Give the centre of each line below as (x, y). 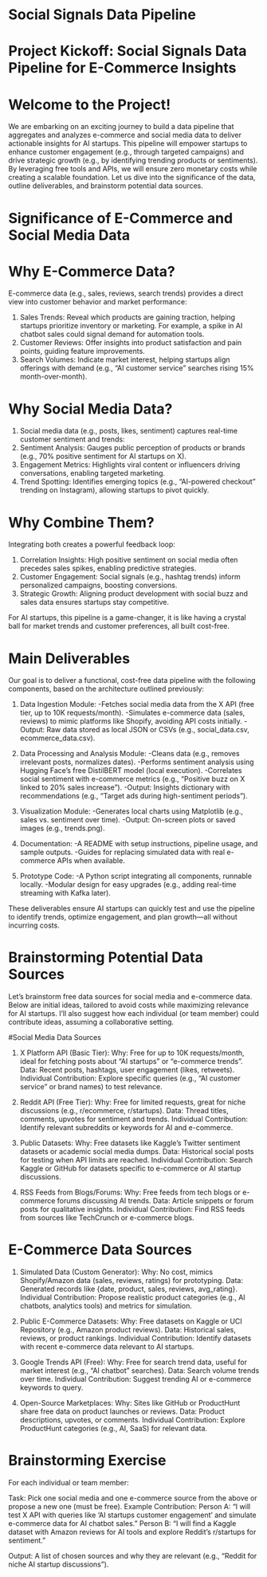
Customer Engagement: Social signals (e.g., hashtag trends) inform (130, 577)
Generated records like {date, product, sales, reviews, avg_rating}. (128, 1289)
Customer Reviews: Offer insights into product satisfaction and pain (131, 343)
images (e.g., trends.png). (62, 828)
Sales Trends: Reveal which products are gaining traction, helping (128, 317)
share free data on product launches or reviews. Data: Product (122, 1411)
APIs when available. (91, 861)
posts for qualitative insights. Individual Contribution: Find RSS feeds (132, 1210)
